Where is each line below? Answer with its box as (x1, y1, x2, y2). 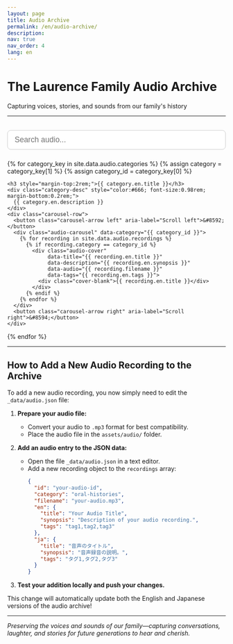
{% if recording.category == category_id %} (25, 241, 157, 249)
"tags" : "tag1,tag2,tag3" (40, 523, 116, 530)
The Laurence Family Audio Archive (7, 79, 217, 94)
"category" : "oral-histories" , (33, 490, 125, 497)
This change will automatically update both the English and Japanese (7, 595, 205, 603)
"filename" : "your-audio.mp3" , (33, 497, 125, 504)
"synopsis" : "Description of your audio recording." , (40, 517, 199, 524)
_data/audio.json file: (7, 396, 69, 404)
